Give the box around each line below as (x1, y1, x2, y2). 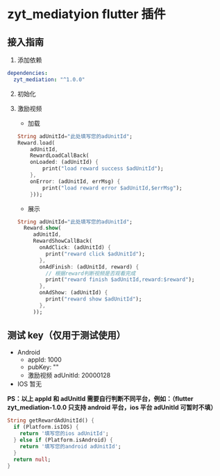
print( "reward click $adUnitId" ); (45, 250, 146, 257)
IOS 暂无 (17, 380, 42, 389)
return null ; (13, 456, 51, 463)
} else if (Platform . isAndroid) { (13, 436, 113, 444)
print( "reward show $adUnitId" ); (45, 296, 142, 303)
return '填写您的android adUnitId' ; (19, 443, 121, 450)
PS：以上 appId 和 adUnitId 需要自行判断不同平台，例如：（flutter (7, 395, 194, 403)
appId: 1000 (27, 355, 62, 364)
